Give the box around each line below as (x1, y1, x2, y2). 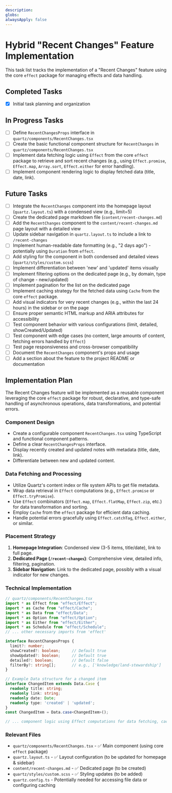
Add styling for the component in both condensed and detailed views (12, 254, 159, 260)
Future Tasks (5, 189, 48, 198)
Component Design (5, 419, 55, 426)
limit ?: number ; (10, 643, 45, 649)
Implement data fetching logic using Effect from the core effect (12, 152, 148, 158)
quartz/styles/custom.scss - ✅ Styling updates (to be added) (12, 771, 143, 777)
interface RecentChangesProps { (5, 639, 74, 644)
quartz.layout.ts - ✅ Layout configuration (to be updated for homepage (12, 754, 166, 760)
